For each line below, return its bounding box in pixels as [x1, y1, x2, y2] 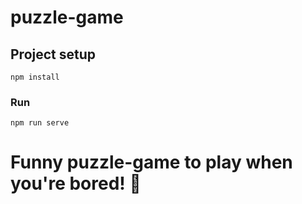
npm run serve [10, 118, 70, 128]
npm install [10, 72, 60, 82]
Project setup [10, 46, 97, 63]
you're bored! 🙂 [10, 172, 142, 195]
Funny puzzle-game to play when [10, 151, 293, 174]
